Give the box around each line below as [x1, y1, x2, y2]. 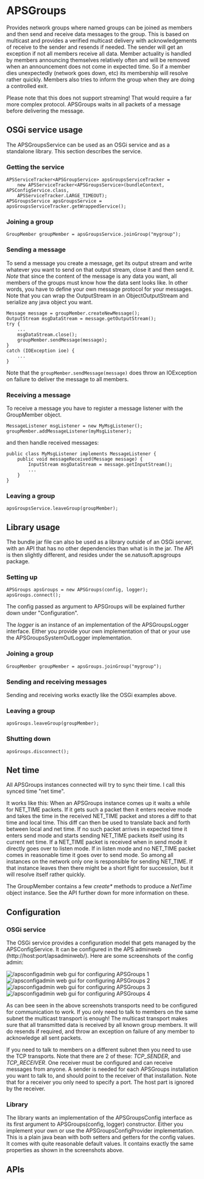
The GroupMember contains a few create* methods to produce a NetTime [6, 883, 192, 890]
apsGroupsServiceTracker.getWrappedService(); [6, 203, 127, 210]
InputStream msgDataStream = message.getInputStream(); [28, 461, 173, 467]
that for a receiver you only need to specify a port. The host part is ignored [6, 1079, 194, 1086]
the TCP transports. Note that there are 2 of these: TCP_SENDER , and [6, 1053, 181, 1060]
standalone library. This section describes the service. [6, 147, 142, 155]
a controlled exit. [6, 82, 49, 89]
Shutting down [6, 734, 51, 743]
